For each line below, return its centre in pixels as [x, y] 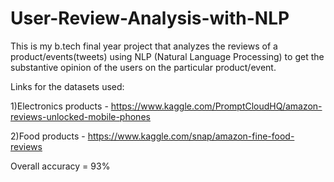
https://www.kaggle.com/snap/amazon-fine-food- [191, 136]
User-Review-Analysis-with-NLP [150, 18]
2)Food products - [48, 136]
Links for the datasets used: [67, 86]
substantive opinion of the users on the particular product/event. [143, 67]
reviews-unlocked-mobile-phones [80, 116]
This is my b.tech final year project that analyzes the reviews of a [144, 46]
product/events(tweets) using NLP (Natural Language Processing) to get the [167, 56]
